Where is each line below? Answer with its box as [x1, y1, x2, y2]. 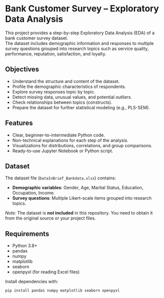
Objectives [5, 65, 39, 74]
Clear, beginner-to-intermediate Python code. [12, 132, 105, 138]
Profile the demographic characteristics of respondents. [12, 84, 127, 89]
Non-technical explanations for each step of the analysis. [12, 137, 129, 143]
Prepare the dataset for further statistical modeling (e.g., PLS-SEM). [12, 104, 150, 110]
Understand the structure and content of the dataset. [12, 78, 120, 84]
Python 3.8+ [12, 243, 38, 249]
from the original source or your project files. [5, 215, 96, 221]
